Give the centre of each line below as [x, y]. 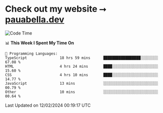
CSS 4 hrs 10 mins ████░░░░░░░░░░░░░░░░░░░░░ [82, 75]
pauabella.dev [35, 20]
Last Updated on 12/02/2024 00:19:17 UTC [48, 105]
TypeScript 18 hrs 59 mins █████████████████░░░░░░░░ [82, 58]
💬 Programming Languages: [31, 54]
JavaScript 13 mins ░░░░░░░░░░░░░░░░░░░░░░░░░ [82, 83]
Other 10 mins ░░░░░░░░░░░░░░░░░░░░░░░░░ [82, 92]
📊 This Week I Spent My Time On [40, 43]
